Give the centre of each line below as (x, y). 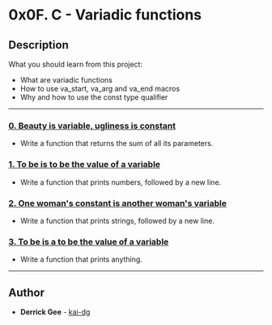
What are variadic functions (66, 80)
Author (26, 292)
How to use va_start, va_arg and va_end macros (100, 88)
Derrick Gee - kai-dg (55, 312)
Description (38, 45)
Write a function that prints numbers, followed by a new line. (121, 182)
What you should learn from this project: (76, 64)
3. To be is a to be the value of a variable (89, 242)
